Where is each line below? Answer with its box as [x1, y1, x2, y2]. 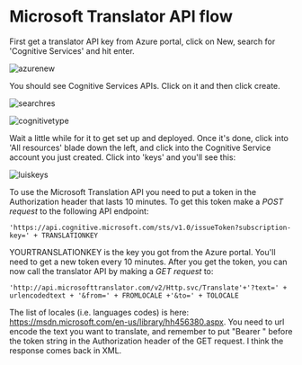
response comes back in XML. [9, 344, 122, 356]
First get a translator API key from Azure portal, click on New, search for [9, 36, 276, 47]
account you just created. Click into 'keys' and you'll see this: [9, 151, 236, 163]
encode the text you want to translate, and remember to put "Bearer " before [9, 325, 293, 336]
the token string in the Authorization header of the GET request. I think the [9, 335, 284, 346]
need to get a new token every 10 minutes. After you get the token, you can [9, 256, 288, 267]
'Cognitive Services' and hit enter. [9, 45, 135, 56]
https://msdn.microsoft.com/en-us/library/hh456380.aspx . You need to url [9, 316, 285, 327]
